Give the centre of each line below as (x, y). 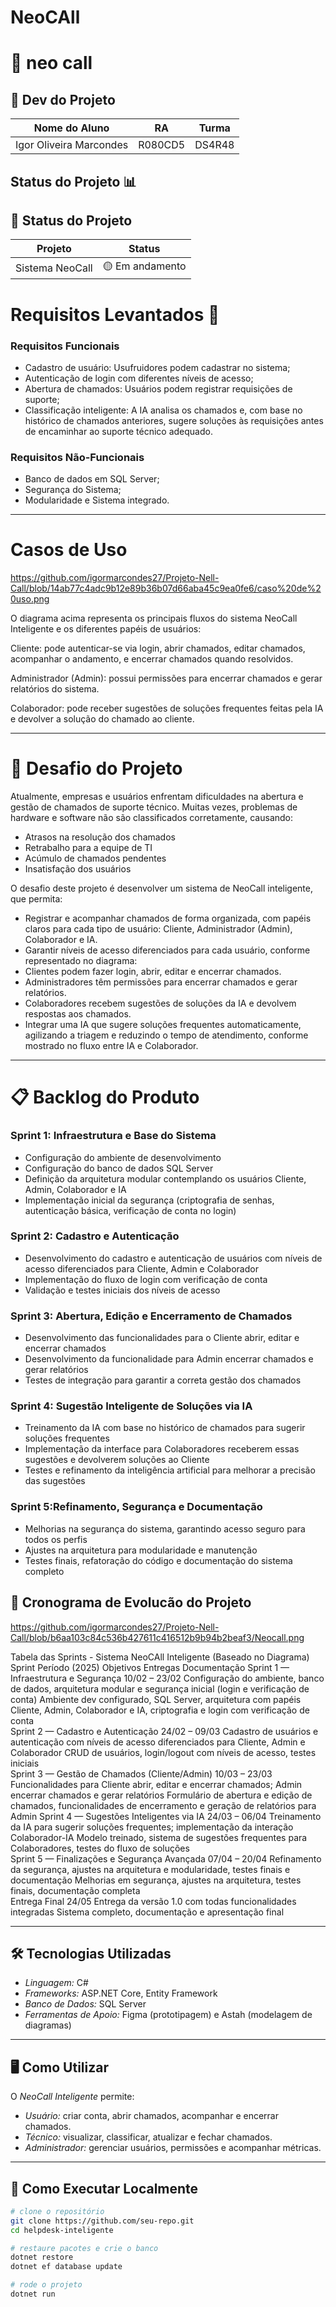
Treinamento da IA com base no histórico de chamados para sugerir (165, 1428)
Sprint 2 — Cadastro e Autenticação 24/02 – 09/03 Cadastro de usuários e (164, 1731)
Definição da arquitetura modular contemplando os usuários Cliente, (165, 1178)
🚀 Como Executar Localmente (104, 2188)
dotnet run (33, 2294)
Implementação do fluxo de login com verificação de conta (146, 1279)
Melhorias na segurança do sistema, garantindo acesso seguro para (165, 1528)
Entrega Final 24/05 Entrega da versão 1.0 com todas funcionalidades (153, 1901)
